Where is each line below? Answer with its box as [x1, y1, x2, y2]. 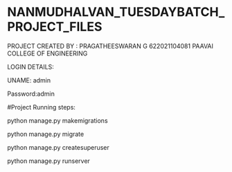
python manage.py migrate [7, 130, 84, 138]
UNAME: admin [7, 76, 51, 84]
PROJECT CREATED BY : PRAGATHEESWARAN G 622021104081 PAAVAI [7, 42, 213, 50]
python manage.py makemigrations [7, 116, 109, 125]
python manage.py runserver [7, 157, 90, 165]
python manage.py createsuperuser [7, 143, 109, 151]
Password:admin [7, 89, 55, 98]
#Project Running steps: [7, 103, 76, 111]
